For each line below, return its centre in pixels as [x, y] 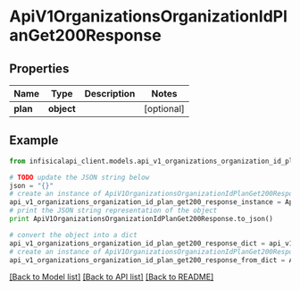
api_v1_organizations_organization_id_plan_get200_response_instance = [145, 202]
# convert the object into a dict [74, 235]
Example [34, 141]
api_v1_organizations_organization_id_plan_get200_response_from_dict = [147, 260]
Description [110, 94]
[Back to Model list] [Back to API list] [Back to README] [112, 277]
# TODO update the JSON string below [79, 177]
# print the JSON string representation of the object [113, 211]
